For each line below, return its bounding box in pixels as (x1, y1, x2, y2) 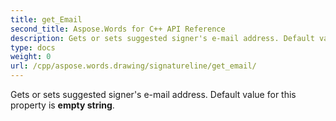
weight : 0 (10, 52, 52, 62)
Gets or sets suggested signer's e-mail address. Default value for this (10, 89, 297, 100)
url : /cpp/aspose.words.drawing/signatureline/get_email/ (10, 61, 257, 71)
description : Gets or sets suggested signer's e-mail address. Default (10, 33, 315, 43)
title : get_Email (10, 14, 83, 25)
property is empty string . (10, 99, 115, 111)
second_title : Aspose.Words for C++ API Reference (10, 24, 226, 34)
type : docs (10, 42, 56, 53)
